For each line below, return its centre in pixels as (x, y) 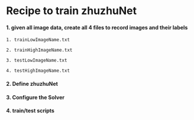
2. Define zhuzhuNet (32, 84)
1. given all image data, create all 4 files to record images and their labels (97, 27)
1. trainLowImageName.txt (38, 40)
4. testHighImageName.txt (38, 71)
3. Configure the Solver (35, 97)
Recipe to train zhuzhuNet (72, 11)
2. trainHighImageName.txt (39, 50)
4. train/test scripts (30, 111)
